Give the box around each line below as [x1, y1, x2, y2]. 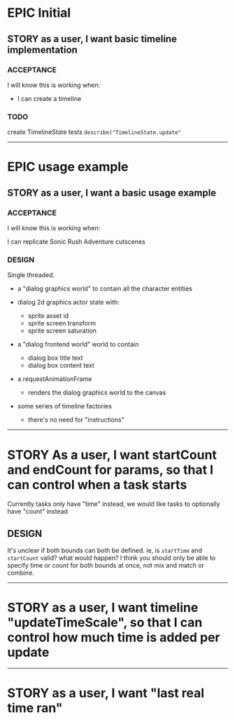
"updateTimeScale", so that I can [7, 615, 203, 631]
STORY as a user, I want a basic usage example [7, 187, 217, 199]
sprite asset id [27, 312, 69, 320]
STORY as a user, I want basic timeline [7, 33, 177, 45]
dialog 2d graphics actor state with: [17, 298, 120, 307]
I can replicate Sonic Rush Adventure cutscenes [7, 237, 145, 246]
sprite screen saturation [27, 326, 97, 335]
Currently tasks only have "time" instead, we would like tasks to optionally [7, 500, 220, 508]
